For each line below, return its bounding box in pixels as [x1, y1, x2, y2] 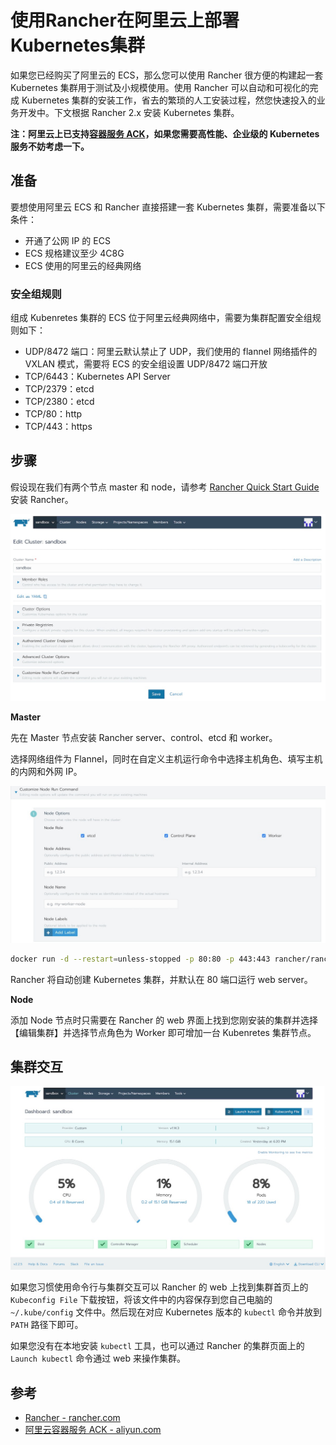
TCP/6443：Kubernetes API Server [24, 371, 171, 383]
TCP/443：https [24, 421, 93, 433]
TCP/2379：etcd [24, 383, 95, 395]
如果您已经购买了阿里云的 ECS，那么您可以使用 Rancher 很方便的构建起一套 [10, 69, 324, 81]
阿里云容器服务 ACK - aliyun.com [24, 1423, 162, 1435]
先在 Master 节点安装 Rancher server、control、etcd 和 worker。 [10, 731, 278, 743]
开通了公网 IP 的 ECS [24, 234, 111, 246]
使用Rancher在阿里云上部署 [10, 9, 240, 32]
